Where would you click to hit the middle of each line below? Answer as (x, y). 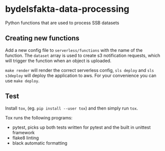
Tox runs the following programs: (39, 117)
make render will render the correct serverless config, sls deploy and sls (80, 70)
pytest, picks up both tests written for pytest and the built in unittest (82, 127)
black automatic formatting (40, 143)
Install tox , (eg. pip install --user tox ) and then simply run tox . (72, 108)
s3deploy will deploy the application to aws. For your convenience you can (81, 75)
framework (24, 132)
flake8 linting (26, 138)
